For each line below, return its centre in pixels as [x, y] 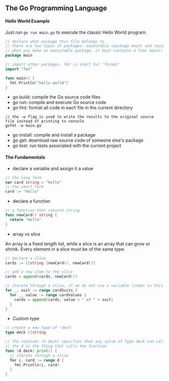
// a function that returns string [43, 210]
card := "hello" [22, 192]
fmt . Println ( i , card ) [37, 365]
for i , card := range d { [37, 360]
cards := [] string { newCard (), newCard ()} [50, 263]
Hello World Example [28, 21]
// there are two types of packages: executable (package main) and [78, 46]
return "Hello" [26, 220]
